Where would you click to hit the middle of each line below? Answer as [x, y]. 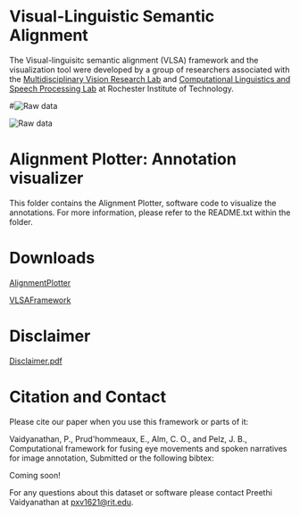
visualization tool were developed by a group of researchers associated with [150, 70]
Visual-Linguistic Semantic [112, 17]
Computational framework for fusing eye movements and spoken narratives [148, 448]
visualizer [46, 178]
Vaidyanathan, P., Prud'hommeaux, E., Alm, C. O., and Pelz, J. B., [129, 438]
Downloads [52, 258]
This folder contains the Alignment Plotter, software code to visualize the [143, 203]
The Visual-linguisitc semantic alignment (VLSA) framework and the [134, 60]
